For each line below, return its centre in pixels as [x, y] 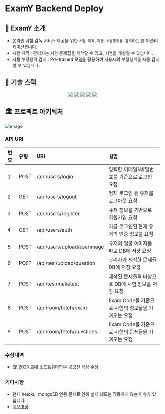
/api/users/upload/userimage [70, 247]
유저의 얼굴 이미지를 [130, 243]
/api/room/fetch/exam [62, 307]
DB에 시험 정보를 [133, 284]
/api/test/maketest [58, 284]
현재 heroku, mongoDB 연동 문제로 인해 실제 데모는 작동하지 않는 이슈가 [82, 394]
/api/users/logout [57, 196]
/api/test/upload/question [66, 263]
